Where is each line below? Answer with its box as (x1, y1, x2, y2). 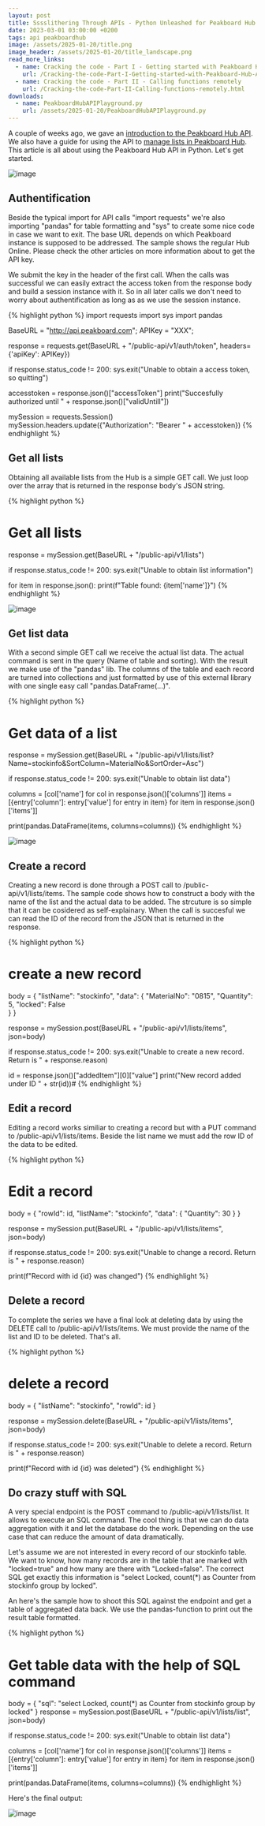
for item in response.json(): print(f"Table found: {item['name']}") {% (8, 581, 228, 590)
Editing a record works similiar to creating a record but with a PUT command (8, 1122, 256, 1132)
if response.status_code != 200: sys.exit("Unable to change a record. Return (8, 1247, 256, 1257)
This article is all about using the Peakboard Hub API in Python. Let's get (8, 145, 244, 155)
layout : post (8, 11, 51, 20)
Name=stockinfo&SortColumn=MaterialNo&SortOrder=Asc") (8, 759, 204, 768)
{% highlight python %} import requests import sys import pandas (8, 310, 223, 319)
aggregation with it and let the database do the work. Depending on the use (8, 1524, 254, 1533)
